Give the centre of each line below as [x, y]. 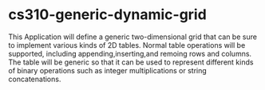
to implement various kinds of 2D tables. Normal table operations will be [127, 45]
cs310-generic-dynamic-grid [108, 15]
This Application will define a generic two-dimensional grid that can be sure [133, 37]
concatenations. [35, 79]
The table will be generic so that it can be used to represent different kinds [131, 62]
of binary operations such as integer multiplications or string [108, 70]
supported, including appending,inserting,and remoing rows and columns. [130, 53]
